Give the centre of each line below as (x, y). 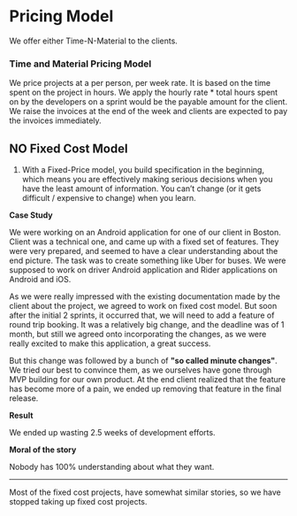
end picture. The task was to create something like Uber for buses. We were (148, 261)
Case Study (31, 215)
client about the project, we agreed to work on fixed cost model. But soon (143, 306)
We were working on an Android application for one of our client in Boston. (145, 233)
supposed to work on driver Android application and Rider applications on (144, 270)
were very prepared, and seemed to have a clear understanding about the (144, 251)
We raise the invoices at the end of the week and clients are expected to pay (148, 112)
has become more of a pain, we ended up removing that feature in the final (145, 389)
